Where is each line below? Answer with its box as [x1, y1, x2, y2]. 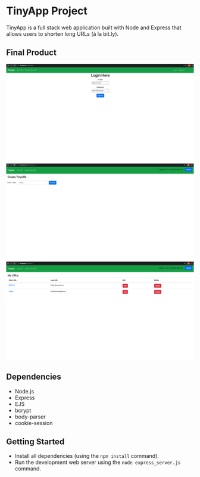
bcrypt [14, 407, 32, 414]
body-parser [14, 413, 46, 420]
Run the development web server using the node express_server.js [14, 458, 181, 466]
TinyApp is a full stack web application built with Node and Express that [6, 24, 182, 31]
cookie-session [14, 419, 53, 426]
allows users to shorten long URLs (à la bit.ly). [6, 30, 119, 37]
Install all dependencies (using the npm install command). [14, 453, 160, 460]
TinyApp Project [6, 4, 88, 18]
